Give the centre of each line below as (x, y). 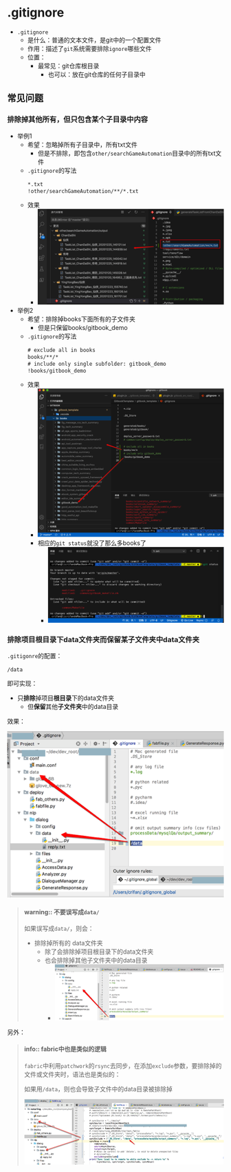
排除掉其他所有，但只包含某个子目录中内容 (78, 120)
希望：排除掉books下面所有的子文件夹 (81, 319)
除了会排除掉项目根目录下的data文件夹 (99, 952)
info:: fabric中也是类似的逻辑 (65, 1049)
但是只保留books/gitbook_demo (83, 328)
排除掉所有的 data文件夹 (68, 943)
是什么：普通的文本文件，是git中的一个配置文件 (94, 40)
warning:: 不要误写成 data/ (62, 912)
